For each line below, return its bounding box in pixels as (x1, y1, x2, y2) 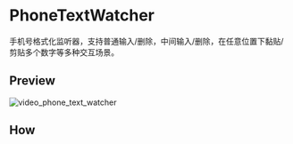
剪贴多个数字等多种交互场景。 (9, 46, 119, 58)
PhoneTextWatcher (9, 5, 155, 26)
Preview (9, 73, 56, 89)
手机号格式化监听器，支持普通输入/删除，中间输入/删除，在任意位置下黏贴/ (9, 36, 284, 46)
